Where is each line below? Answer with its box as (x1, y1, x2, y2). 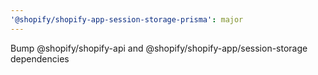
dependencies (10, 52, 70, 65)
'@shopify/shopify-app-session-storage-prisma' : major (10, 14, 244, 25)
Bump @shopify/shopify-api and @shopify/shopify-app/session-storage (10, 42, 308, 54)
